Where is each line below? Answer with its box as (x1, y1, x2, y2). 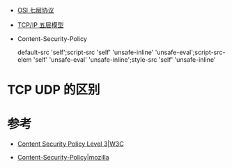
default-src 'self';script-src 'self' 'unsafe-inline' (17, 48, 154, 56)
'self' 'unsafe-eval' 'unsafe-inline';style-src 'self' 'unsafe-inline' (33, 56, 216, 64)
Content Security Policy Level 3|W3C (17, 140, 124, 148)
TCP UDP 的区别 (7, 82, 100, 98)
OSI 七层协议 (17, 6, 54, 14)
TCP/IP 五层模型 (17, 21, 64, 29)
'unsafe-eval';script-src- (155, 48, 226, 56)
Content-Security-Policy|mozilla (17, 153, 109, 162)
